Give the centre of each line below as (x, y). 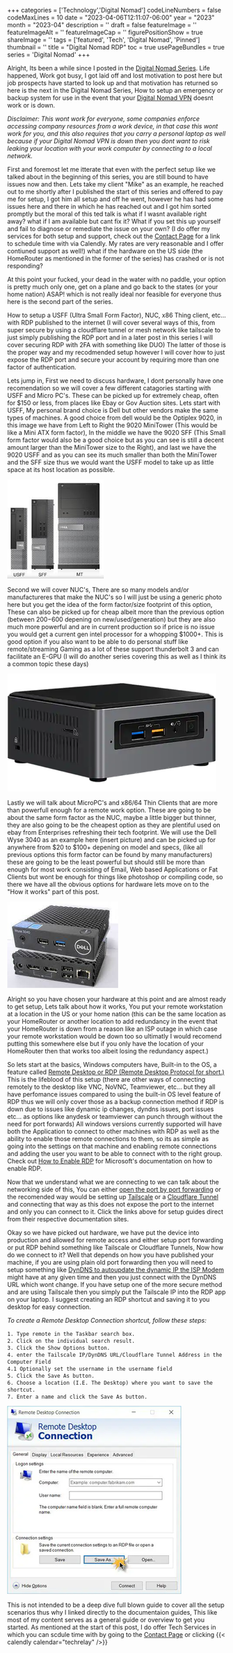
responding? (25, 266)
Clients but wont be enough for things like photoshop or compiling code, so (115, 877)
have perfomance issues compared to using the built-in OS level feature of (114, 1094)
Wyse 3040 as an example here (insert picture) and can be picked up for (111, 840)
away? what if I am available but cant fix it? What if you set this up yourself (114, 221)
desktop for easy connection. (49, 1307)
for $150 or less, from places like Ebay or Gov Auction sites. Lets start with (114, 403)
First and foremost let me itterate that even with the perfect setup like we (111, 169)
